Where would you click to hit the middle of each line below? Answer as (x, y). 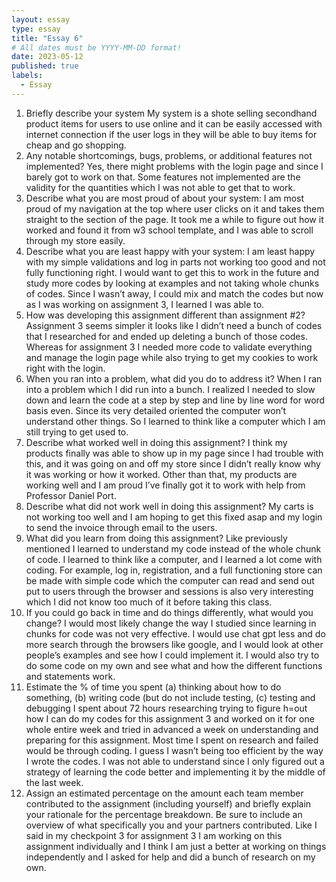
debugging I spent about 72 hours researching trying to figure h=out (166, 708)
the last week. (54, 782)
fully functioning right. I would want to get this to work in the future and (172, 272)
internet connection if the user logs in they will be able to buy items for (171, 134)
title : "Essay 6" (47, 38)
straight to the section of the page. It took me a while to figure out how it (174, 219)
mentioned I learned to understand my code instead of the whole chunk (173, 548)
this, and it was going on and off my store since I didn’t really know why (173, 463)
